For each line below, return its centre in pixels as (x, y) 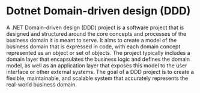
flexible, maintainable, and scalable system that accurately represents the (97, 78)
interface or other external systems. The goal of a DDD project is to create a (100, 72)
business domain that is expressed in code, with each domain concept (93, 46)
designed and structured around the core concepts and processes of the (96, 33)
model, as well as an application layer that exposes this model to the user (97, 65)
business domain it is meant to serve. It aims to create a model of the (92, 40)
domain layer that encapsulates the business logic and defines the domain (98, 59)
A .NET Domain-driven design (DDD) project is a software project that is (95, 27)
